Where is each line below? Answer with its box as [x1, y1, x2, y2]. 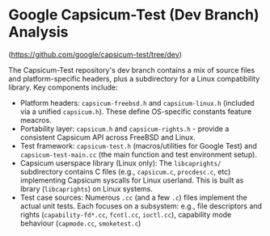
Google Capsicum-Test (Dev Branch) [8, 6, 260, 24]
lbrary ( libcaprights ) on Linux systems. [19, 183, 154, 193]
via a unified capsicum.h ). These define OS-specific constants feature [19, 107, 252, 116]
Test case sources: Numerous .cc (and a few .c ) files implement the [19, 192, 248, 202]
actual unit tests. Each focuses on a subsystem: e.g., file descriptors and [19, 200, 263, 211]
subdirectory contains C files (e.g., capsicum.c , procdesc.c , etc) [19, 166, 231, 176]
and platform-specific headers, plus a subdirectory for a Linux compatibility [8, 74, 260, 83]
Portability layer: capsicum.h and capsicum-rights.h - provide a [19, 124, 230, 133]
